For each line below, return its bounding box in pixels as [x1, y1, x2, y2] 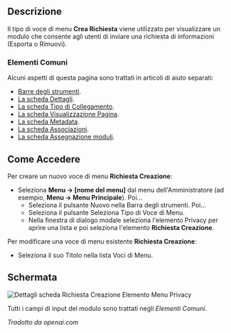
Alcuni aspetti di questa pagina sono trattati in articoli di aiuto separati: [7, 74, 214, 82]
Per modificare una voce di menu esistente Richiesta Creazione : [7, 237, 197, 246]
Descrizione [7, 6, 63, 18]
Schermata [7, 271, 58, 283]
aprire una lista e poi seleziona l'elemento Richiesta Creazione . [28, 223, 215, 231]
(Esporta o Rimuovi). [7, 39, 68, 48]
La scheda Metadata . [17, 117, 80, 126]
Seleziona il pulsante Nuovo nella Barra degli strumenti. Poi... [28, 200, 207, 209]
